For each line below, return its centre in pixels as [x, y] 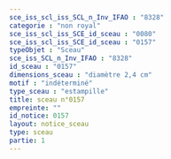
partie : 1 [27, 140]
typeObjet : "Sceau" [47, 50]
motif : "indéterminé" [51, 83]
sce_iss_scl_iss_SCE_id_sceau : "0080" [83, 34]
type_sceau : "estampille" [59, 91]
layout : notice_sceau [49, 125]
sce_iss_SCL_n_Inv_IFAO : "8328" [71, 58]
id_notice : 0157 [39, 116]
